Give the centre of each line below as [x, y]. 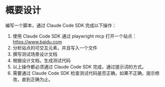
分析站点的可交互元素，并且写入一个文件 [55, 48]
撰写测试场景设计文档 [35, 54]
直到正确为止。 [37, 79]
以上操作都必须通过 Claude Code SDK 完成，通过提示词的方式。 [79, 67]
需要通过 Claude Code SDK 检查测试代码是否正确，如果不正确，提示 [84, 73]
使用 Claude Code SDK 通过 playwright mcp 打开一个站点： [75, 36]
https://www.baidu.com [37, 41]
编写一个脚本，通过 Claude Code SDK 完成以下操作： [61, 25]
